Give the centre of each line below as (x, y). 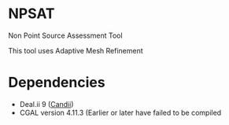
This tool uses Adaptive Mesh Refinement (76, 50)
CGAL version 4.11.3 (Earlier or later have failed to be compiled (120, 112)
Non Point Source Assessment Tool (66, 35)
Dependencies (57, 83)
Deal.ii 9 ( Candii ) (46, 104)
